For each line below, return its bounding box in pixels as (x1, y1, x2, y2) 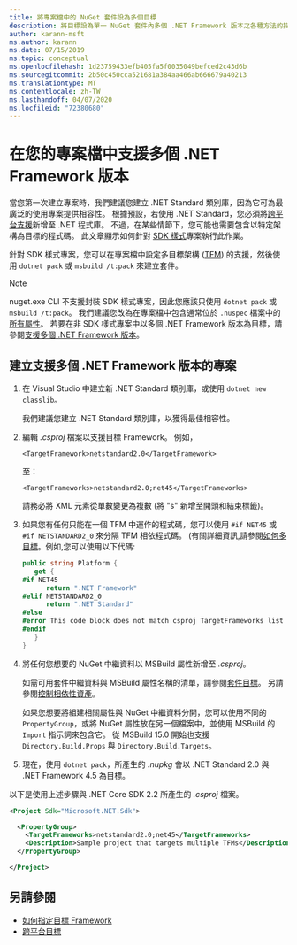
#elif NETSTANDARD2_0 (21, 592, 102, 601)
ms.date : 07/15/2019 (9, 46, 86, 55)
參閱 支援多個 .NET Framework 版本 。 (9, 329, 144, 341)
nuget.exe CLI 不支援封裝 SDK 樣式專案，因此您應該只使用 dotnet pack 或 (9, 296, 278, 307)
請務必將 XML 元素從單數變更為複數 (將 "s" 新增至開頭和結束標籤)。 (21, 501, 269, 511)
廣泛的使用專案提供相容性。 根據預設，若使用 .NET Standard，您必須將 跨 (9, 209, 276, 219)
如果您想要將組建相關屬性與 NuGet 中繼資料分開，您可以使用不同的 (21, 707, 267, 718)
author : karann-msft (9, 29, 86, 38)
